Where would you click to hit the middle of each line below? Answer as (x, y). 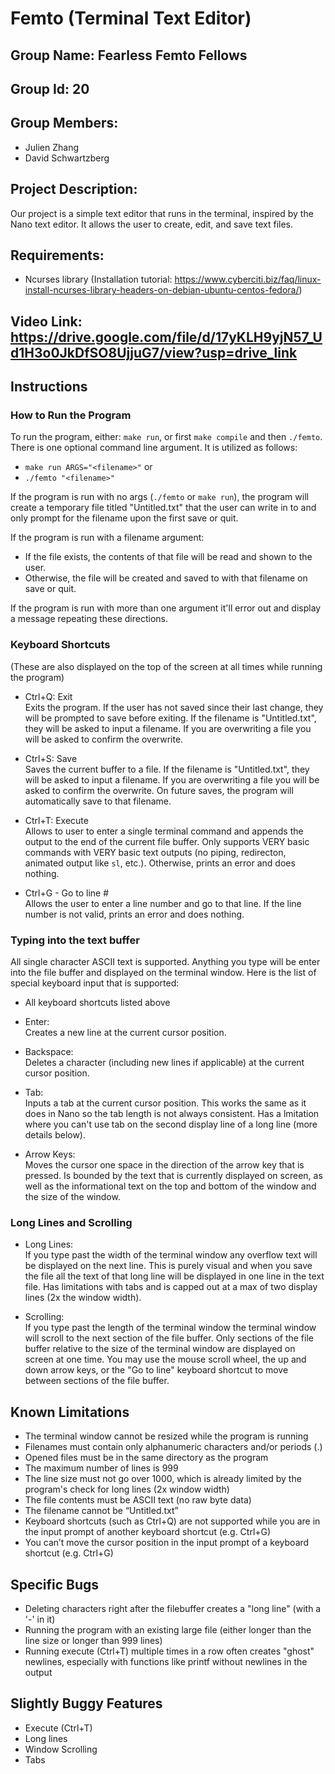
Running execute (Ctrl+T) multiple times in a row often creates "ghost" (169, 1651)
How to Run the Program (71, 415)
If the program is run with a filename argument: (107, 538)
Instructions (49, 387)
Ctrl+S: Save (51, 758)
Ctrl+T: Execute (56, 820)
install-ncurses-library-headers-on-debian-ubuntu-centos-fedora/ (162, 290)
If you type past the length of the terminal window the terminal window (170, 1328)
